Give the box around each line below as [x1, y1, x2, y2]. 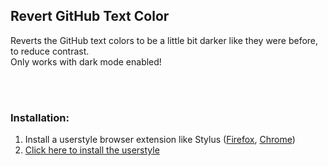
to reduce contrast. [10, 45, 90, 57]
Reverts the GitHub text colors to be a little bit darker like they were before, [10, 34, 319, 46]
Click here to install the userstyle [24, 144, 160, 156]
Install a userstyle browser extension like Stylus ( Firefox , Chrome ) [24, 134, 296, 146]
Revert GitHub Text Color [10, 8, 170, 25]
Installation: [10, 110, 70, 124]
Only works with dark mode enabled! [10, 55, 162, 68]
